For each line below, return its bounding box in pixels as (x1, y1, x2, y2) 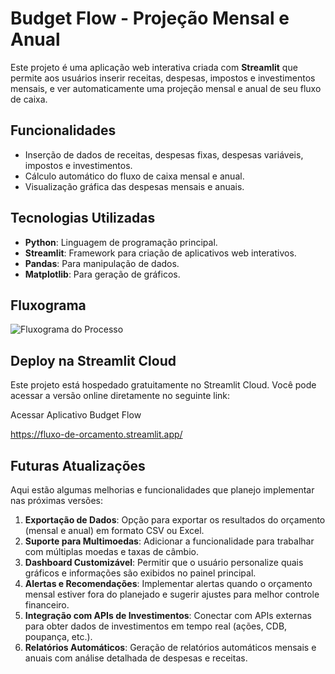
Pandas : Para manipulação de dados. (24, 257, 180, 269)
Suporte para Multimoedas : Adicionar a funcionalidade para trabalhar (24, 535, 315, 547)
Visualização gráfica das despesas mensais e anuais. (24, 180, 245, 192)
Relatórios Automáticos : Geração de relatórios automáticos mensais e (24, 642, 317, 653)
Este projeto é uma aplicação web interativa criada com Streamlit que (10, 61, 298, 73)
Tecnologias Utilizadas (10, 210, 156, 227)
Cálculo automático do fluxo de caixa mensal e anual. (24, 170, 245, 182)
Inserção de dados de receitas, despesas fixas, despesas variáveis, (24, 148, 304, 161)
